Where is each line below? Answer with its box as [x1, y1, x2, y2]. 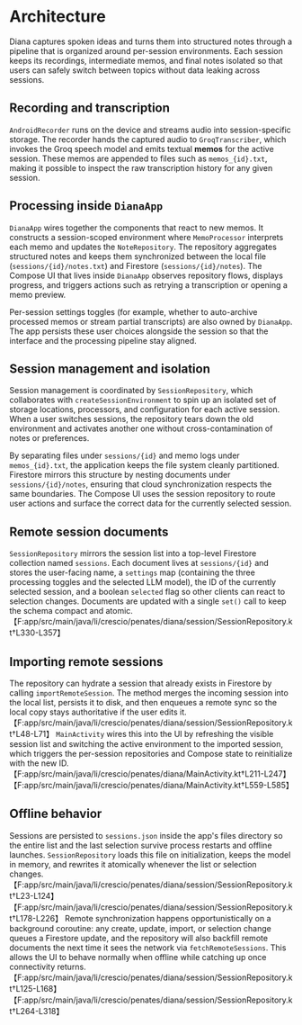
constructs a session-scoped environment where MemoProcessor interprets [9, 231, 284, 242]
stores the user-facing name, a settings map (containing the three [9, 567, 256, 578]
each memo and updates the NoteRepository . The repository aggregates [9, 241, 277, 252]
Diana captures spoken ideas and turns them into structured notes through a [9, 36, 293, 47]
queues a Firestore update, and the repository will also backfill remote [9, 932, 268, 943]
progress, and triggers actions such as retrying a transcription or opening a [9, 279, 288, 290]
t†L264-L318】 [9, 1005, 65, 1016]
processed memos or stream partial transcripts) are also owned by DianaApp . [9, 316, 293, 327]
